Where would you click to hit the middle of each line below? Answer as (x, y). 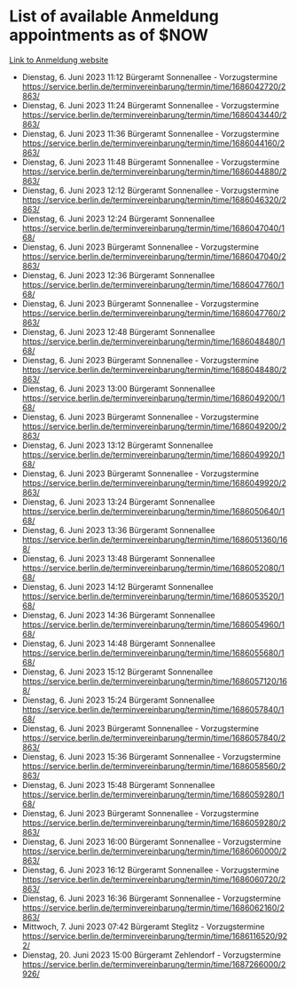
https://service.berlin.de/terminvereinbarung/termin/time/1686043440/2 (154, 115)
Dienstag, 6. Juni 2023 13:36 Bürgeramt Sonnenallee (118, 529)
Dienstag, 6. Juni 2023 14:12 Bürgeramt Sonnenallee (118, 586)
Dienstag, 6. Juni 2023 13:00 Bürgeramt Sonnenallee (118, 388)
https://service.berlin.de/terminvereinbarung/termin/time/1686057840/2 (154, 737)
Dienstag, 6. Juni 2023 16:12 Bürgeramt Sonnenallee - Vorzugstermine (150, 870)
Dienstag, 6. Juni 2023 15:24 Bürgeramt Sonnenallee (118, 700)
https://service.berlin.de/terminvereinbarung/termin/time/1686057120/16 (155, 681)
